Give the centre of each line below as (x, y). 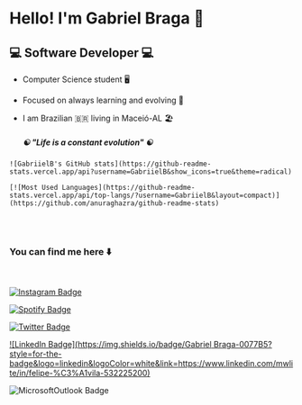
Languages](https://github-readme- (128, 187)
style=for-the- (36, 354)
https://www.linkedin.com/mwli (236, 364)
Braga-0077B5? (243, 345)
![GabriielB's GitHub (50, 164)
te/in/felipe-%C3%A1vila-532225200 (78, 373)
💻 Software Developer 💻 (82, 53)
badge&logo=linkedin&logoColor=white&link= (94, 364)
